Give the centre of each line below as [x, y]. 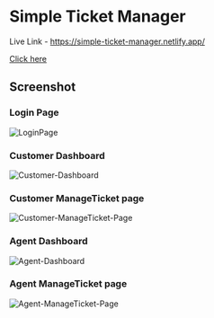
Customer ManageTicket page [77, 198]
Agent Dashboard [49, 242]
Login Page [35, 112]
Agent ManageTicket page [68, 284]
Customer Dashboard [57, 155]
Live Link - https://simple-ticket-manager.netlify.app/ [107, 41]
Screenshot [43, 87]
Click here [28, 58]
